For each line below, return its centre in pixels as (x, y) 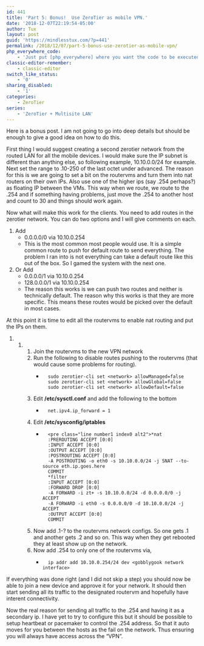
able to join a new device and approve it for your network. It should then (96, 586)
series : (16, 108)
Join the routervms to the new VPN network (88, 352)
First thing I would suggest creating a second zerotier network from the (95, 149)
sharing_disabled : (29, 86)
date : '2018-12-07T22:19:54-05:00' (51, 23)
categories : (21, 97)
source (51, 467)
